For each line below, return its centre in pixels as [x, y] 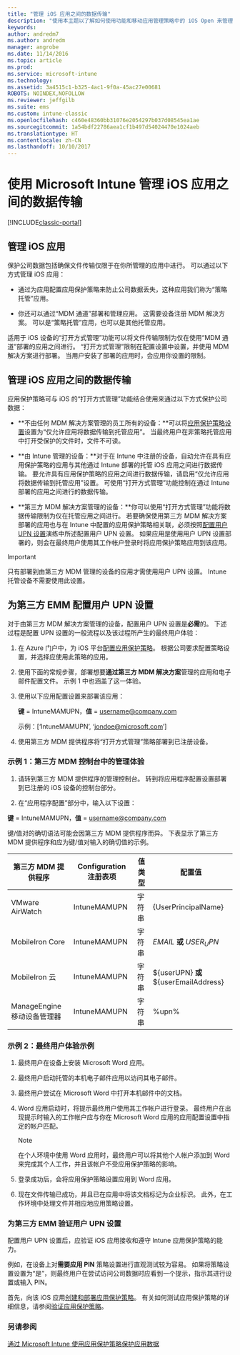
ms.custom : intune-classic [47, 114]
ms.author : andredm [36, 41]
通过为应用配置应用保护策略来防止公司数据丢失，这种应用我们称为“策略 [122, 289]
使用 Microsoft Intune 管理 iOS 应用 [112, 185]
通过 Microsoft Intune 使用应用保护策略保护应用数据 [83, 1344]
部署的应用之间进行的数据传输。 [65, 491]
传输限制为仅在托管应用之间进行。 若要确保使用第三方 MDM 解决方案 [125, 516]
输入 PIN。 [35, 1282]
